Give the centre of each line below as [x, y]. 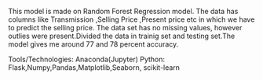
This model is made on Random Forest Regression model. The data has [123, 11]
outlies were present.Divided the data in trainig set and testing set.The [122, 36]
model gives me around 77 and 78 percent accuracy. [93, 44]
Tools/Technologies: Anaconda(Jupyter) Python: [87, 59]
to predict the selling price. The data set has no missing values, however [125, 28]
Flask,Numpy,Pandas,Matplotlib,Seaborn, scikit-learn [94, 68]
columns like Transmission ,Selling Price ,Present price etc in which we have [131, 19]
